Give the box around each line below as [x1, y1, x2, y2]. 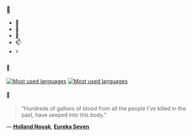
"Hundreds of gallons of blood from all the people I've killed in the [21, 105, 187, 112]
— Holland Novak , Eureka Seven [6, 123, 89, 130]
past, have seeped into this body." [21, 111, 107, 118]
